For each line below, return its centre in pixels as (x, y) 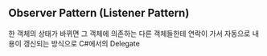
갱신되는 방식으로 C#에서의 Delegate (82, 43)
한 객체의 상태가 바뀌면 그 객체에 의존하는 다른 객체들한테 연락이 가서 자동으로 (129, 33)
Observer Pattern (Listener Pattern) (99, 13)
